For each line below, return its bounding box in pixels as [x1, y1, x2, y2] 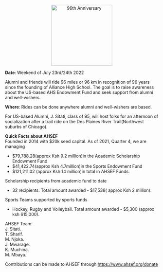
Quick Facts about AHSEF [5, 133, 58, 139]
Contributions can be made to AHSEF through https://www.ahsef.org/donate [5, 261, 158, 267]
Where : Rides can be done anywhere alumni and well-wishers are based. [5, 104, 152, 109]
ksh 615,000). [12, 212, 40, 217]
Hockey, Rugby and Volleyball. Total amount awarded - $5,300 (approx [12, 206, 155, 212]
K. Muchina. [5, 247, 29, 253]
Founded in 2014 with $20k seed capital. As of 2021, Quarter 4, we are [5, 139, 147, 144]
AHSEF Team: [5, 221, 33, 226]
